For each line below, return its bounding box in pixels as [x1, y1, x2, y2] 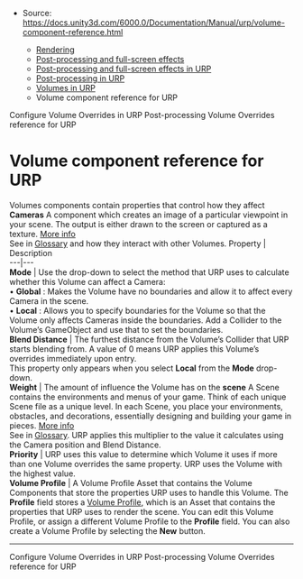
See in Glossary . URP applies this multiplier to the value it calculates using [9, 429, 284, 440]
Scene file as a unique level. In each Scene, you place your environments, [9, 400, 284, 411]
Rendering [35, 44, 75, 55]
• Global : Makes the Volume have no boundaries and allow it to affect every [9, 286, 293, 297]
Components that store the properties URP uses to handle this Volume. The [9, 487, 289, 498]
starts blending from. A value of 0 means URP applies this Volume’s [9, 343, 260, 354]
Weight [9, 381, 38, 392]
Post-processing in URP [35, 73, 125, 84]
